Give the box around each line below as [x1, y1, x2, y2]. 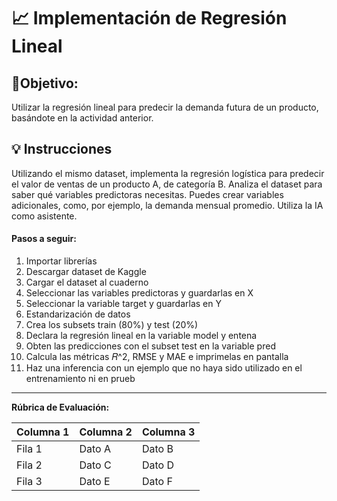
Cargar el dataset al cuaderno [25, 276, 149, 289]
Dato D [141, 458, 174, 472]
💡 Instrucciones [11, 141, 113, 158]
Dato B [141, 442, 174, 456]
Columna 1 [16, 425, 70, 439]
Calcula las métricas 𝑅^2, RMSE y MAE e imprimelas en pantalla [25, 351, 289, 363]
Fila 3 [16, 475, 43, 489]
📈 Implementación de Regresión [11, 7, 288, 30]
